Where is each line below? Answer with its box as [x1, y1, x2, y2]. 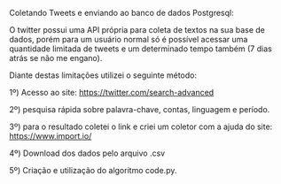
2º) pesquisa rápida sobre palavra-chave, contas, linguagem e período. [9, 104, 270, 114]
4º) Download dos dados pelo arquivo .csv [9, 148, 166, 158]
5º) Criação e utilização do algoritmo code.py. [9, 165, 177, 175]
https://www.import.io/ [9, 131, 92, 141]
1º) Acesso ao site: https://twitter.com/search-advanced [9, 88, 215, 97]
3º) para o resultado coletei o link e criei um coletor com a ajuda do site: [9, 121, 273, 132]
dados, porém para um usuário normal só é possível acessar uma [9, 34, 248, 44]
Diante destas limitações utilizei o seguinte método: [9, 70, 198, 80]
